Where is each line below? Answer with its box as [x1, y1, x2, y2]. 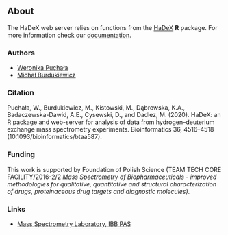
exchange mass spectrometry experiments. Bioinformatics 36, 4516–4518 [7, 125, 214, 134]
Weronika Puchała [16, 64, 68, 72]
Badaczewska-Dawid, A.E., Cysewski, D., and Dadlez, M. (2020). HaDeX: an [7, 111, 221, 119]
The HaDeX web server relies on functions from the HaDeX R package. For [7, 23, 218, 32]
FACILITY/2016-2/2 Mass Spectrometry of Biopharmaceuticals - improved [7, 173, 217, 181]
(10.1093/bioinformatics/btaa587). [7, 133, 103, 141]
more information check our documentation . [7, 31, 131, 39]
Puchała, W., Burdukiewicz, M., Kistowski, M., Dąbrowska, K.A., [7, 103, 186, 112]
